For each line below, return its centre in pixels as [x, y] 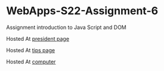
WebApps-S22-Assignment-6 [82, 11]
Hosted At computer [31, 62]
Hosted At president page [38, 38]
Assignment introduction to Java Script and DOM [66, 27]
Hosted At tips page [31, 50]
